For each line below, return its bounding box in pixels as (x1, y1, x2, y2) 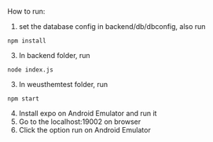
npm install (7, 37, 46, 45)
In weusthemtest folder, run (18, 80, 108, 89)
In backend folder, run (18, 51, 91, 60)
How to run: (7, 7, 46, 16)
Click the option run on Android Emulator (18, 126, 151, 134)
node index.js (7, 66, 54, 74)
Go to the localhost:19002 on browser (18, 117, 141, 126)
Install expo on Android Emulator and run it (18, 109, 157, 118)
